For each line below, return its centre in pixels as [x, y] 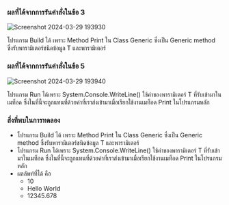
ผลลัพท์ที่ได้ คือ [34, 173]
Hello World [44, 188]
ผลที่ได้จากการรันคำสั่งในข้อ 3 [46, 12]
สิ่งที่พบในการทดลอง [33, 120]
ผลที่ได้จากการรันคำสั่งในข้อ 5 [46, 66]
